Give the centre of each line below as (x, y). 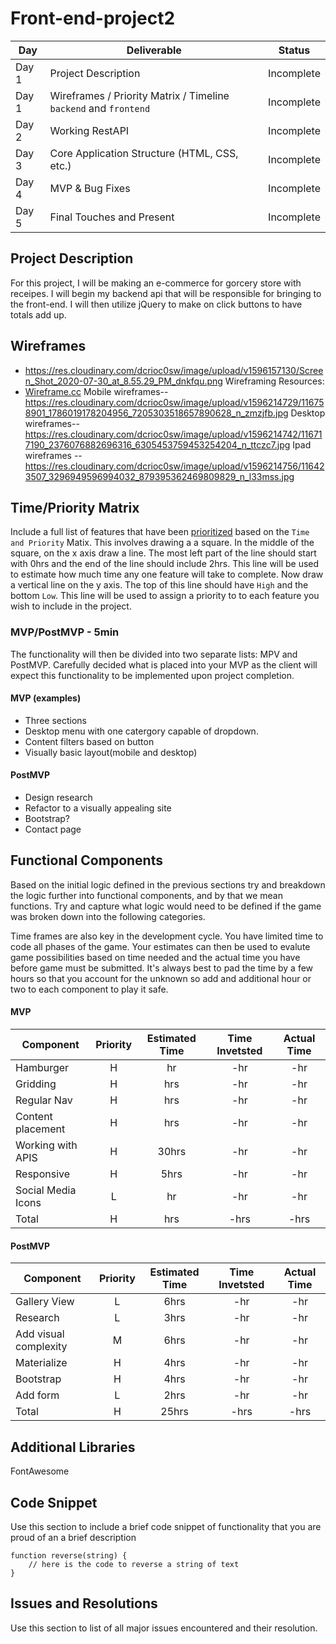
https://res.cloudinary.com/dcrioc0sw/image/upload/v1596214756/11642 (174, 466)
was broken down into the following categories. (108, 916)
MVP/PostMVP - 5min (65, 632)
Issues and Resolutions (84, 1603)
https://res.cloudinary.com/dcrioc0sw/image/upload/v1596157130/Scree (174, 370)
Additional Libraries (73, 1447)
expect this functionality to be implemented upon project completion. (152, 675)
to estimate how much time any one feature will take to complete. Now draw (167, 574)
